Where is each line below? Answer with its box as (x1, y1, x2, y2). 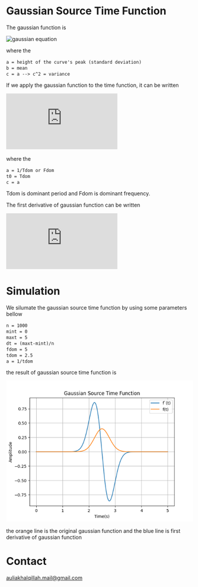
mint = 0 (6, 329, 28, 335)
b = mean (6, 65, 28, 71)
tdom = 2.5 (6, 352, 33, 358)
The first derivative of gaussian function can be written (6, 201, 140, 208)
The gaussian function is (6, 24, 66, 31)
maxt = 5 (6, 335, 28, 341)
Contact (6, 555, 47, 568)
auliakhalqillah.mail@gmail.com (6, 574, 83, 581)
